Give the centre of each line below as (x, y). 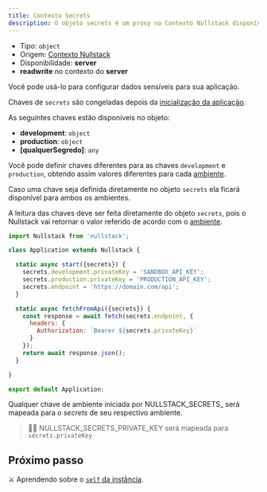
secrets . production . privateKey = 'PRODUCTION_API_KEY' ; (117, 279)
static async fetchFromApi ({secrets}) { (83, 308)
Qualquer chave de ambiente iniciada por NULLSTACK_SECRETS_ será (124, 404)
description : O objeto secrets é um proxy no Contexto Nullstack (118, 23)
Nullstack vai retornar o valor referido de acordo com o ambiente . (115, 221)
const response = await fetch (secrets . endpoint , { (108, 316)
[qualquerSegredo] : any (59, 150)
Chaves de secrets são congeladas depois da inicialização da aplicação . (127, 102)
